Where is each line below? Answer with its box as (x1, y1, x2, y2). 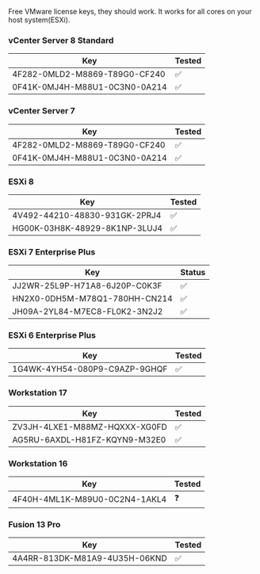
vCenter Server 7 (8, 105, 75, 117)
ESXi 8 (8, 176, 34, 187)
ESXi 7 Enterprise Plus (8, 246, 96, 257)
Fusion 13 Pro (8, 519, 61, 530)
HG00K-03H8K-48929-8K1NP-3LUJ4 (12, 222, 162, 233)
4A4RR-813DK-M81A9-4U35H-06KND (12, 553, 168, 564)
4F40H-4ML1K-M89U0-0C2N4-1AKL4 (12, 493, 167, 504)
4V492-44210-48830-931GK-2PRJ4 (12, 209, 162, 220)
